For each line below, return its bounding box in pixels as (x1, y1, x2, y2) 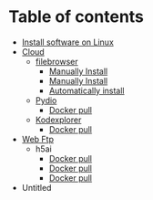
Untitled (21, 182, 52, 193)
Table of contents (8, 6, 145, 27)
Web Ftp (21, 133, 54, 144)
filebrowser (35, 56, 78, 67)
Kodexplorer (35, 114, 82, 125)
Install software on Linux (21, 37, 115, 47)
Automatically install (48, 85, 125, 96)
